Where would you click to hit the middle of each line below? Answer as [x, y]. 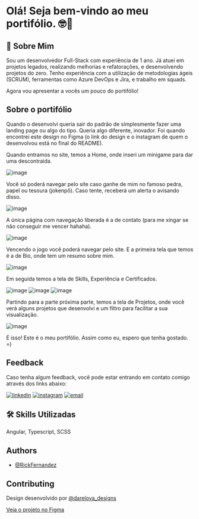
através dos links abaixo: [37, 384]
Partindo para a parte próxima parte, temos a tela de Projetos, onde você [95, 302]
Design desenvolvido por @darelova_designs [61, 498]
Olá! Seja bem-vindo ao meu [77, 11]
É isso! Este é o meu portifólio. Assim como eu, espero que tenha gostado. [97, 338]
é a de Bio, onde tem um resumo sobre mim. [60, 255]
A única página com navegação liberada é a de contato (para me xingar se [97, 220]
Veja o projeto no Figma [35, 510]
